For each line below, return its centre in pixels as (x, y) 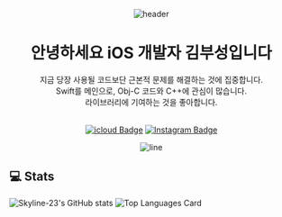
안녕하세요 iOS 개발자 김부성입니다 (151, 53)
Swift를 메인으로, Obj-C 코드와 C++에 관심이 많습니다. (151, 91)
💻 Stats (32, 177)
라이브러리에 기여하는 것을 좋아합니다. (151, 102)
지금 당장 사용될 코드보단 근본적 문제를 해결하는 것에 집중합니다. (151, 79)
